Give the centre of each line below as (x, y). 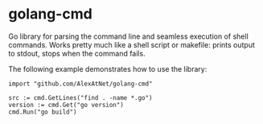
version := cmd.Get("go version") (66, 105)
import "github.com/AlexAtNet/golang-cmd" (80, 84)
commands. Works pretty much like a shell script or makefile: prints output (132, 44)
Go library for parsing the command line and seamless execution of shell (129, 36)
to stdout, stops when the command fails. (77, 53)
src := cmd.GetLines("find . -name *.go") (80, 97)
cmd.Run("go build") (43, 112)
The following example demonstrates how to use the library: (108, 68)
